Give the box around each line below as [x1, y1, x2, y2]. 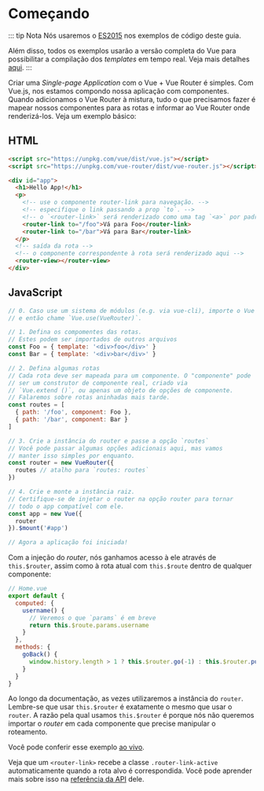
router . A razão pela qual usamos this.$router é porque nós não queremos [8, 711, 255, 720]
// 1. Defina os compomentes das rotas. [8, 328, 143, 337]
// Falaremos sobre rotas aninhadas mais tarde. [8, 394, 170, 402]
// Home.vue [8, 585, 47, 593]
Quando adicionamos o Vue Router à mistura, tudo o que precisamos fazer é [8, 94, 256, 104]
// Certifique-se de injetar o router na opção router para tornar [8, 495, 234, 503]
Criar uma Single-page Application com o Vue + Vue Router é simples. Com [8, 78, 254, 87]
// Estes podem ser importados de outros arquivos [8, 336, 178, 344]
